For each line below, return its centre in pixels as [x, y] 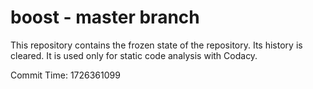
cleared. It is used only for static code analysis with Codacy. [134, 55]
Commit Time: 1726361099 [65, 75]
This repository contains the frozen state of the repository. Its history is [156, 45]
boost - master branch [105, 17]
